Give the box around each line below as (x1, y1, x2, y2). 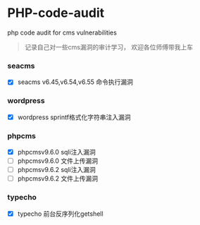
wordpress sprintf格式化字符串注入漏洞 (17, 113, 131, 121)
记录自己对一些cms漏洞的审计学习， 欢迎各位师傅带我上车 (24, 42, 194, 51)
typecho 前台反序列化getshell (17, 209, 104, 218)
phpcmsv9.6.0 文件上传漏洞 (17, 157, 99, 165)
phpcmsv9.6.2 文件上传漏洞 (17, 174, 99, 183)
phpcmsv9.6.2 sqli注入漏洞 (17, 166, 96, 174)
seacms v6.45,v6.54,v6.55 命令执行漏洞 (17, 78, 134, 86)
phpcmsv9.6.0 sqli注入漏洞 (17, 147, 96, 156)
